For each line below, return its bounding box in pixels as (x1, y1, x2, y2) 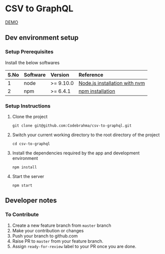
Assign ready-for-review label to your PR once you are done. (12, 243, 136, 249)
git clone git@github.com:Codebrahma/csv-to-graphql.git (12, 123, 132, 128)
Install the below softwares (5, 60, 60, 66)
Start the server (12, 173, 44, 179)
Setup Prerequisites (5, 48, 54, 55)
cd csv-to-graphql (12, 141, 50, 146)
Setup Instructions (5, 102, 51, 109)
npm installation (78, 87, 116, 94)
